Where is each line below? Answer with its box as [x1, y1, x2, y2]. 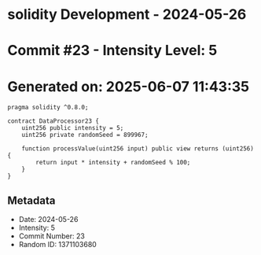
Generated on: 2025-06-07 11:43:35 [7, 77, 250, 95]
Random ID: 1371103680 [18, 240, 97, 249]
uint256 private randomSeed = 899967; [21, 131, 149, 139]
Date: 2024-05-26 [18, 215, 79, 224]
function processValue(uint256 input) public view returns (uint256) [21, 145, 255, 153]
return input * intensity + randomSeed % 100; [35, 159, 191, 167]
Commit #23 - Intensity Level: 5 [7, 42, 218, 60]
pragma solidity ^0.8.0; [7, 104, 89, 112]
